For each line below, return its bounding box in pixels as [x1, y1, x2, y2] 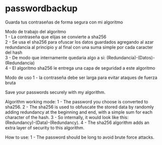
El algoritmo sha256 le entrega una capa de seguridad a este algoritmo [12, 65, 156, 71]
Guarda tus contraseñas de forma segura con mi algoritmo [5, 19, 123, 25]
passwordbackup [5, 3, 78, 14]
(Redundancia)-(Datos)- [106, 54, 155, 60]
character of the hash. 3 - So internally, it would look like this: [5, 114, 129, 120]
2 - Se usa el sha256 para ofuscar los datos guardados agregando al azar [5, 39, 154, 45]
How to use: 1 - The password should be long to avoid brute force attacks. [5, 134, 155, 140]
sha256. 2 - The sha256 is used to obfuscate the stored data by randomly [5, 104, 154, 110]
